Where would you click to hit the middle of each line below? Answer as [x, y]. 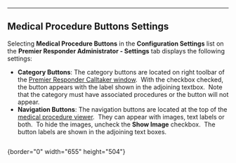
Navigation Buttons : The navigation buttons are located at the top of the [122, 109]
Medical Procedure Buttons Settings [88, 26]
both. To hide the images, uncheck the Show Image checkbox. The [116, 124]
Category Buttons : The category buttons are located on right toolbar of [121, 72]
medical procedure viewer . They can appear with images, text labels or [121, 117]
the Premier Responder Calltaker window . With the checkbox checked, [120, 79]
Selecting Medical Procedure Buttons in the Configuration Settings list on [116, 44]
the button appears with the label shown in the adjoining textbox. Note [120, 87]
